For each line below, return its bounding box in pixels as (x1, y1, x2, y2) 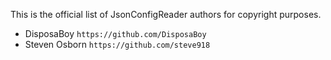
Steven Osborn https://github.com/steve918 (24, 39, 211, 50)
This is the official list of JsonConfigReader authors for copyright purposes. (10, 9, 322, 20)
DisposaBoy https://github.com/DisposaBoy (24, 28, 207, 39)
